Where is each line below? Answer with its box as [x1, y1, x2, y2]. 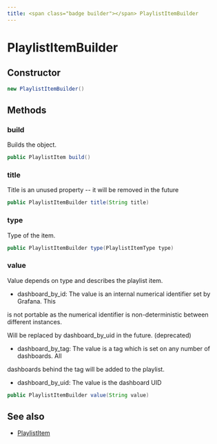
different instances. [7, 317, 62, 326]
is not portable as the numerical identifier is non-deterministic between [7, 310, 209, 319]
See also [7, 410, 45, 422]
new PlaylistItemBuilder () [7, 85, 85, 92]
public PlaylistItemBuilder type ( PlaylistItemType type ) [7, 244, 174, 251]
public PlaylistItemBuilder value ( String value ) [7, 392, 149, 399]
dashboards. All [17, 352, 62, 360]
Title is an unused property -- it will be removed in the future [7, 186, 179, 194]
